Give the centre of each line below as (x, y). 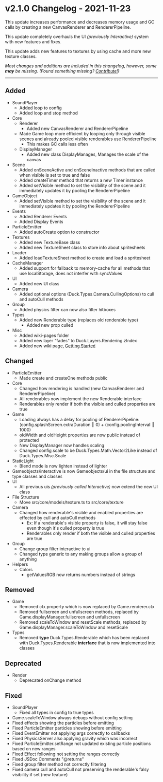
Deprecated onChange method (50, 680)
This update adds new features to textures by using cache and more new (78, 51)
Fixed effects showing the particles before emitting (63, 723)
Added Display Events (41, 222)
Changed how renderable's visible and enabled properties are (81, 512)
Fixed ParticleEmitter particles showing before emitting (67, 728)
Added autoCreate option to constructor (59, 232)
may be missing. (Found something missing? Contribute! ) (62, 71)
